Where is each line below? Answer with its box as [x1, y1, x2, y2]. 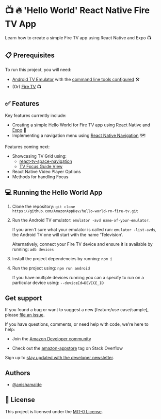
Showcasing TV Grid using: [12, 153, 67, 159]
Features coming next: [5, 144, 50, 150]
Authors [5, 369, 31, 377]
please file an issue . [5, 312, 45, 318]
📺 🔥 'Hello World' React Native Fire [5, 5, 150, 16]
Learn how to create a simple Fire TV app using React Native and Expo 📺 [5, 34, 152, 40]
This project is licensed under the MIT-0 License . [5, 408, 103, 414]
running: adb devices [12, 247, 54, 252]
